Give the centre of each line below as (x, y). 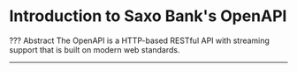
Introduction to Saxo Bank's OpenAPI (148, 16)
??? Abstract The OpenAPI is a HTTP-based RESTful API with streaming (139, 40)
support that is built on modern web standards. (95, 49)
